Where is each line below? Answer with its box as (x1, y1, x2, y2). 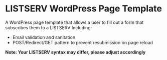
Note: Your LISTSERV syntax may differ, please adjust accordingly (5, 49, 146, 55)
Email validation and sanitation (12, 34, 76, 40)
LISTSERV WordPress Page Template (5, 3, 162, 14)
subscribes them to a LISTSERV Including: (5, 24, 92, 30)
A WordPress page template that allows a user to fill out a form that (5, 19, 144, 25)
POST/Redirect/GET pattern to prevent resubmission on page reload (12, 39, 153, 45)
